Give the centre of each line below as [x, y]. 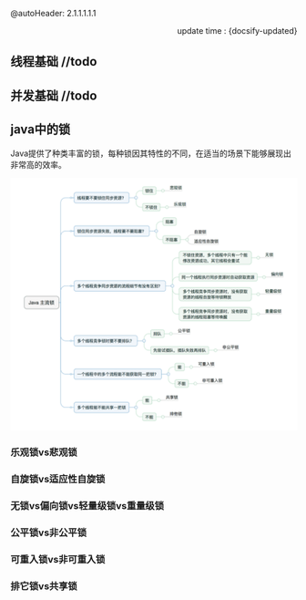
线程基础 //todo [54, 62]
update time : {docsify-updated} [237, 31]
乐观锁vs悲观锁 [44, 452]
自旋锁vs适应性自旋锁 [58, 480]
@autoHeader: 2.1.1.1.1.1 [53, 13]
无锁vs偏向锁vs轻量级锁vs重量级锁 [87, 506]
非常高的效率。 [38, 164]
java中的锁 [41, 130]
